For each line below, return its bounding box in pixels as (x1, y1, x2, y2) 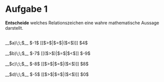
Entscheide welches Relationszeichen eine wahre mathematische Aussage (5, 20, 160, 26)
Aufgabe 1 (5, 3, 48, 15)
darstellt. (5, 25, 23, 31)
